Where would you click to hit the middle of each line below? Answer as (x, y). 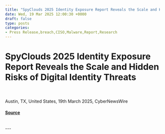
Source (13, 112)
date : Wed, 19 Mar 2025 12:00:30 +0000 (46, 14)
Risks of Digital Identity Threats (71, 78)
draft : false (18, 19)
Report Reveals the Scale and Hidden (82, 67)
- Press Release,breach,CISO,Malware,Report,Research (61, 32)
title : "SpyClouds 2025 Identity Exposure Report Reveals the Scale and (81, 10)
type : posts (17, 23)
